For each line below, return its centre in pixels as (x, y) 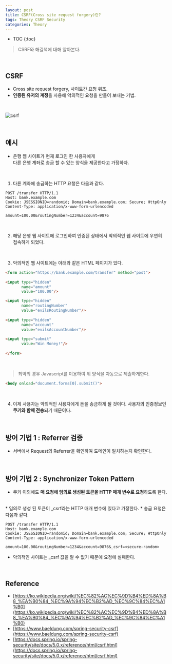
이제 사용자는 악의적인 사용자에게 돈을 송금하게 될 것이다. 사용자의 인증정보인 (90, 404)
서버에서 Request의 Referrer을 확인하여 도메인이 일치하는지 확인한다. (82, 451)
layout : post (19, 10)
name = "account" (37, 325)
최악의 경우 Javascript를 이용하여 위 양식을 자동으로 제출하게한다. (84, 374)
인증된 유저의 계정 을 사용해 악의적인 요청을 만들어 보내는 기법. (74, 95)
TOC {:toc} (24, 39)
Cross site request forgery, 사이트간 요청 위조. (60, 89)
